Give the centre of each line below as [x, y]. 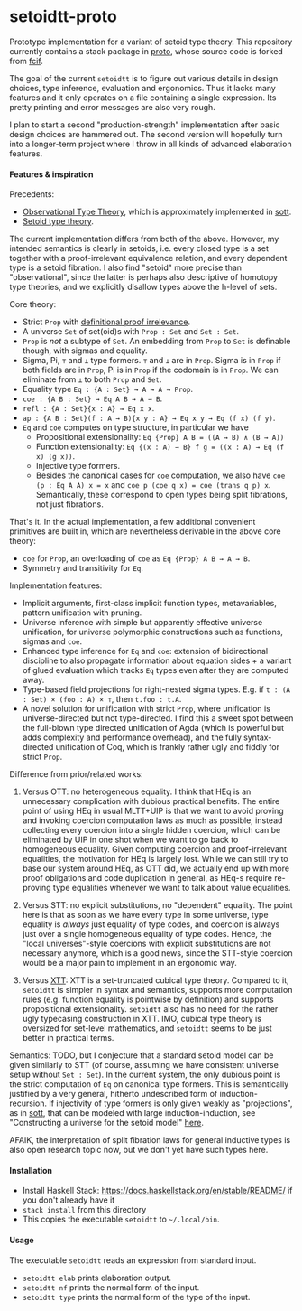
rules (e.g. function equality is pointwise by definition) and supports [148, 999]
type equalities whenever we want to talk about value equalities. [172, 888]
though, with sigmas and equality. [85, 351]
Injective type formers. [78, 466]
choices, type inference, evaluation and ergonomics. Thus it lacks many [143, 88]
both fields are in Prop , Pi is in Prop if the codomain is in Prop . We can [150, 370]
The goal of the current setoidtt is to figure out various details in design [144, 78]
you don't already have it [69, 1200]
